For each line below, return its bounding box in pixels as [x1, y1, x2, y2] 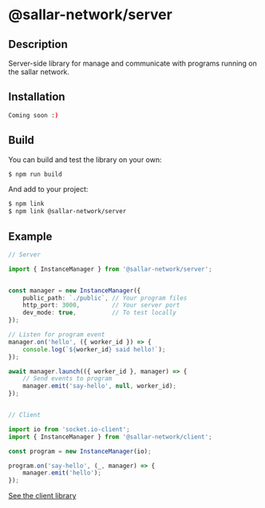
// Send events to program [22, 375, 113, 383]
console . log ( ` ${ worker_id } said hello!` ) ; [22, 345, 166, 353]
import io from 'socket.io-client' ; [8, 425, 130, 433]
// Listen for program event [8, 331, 105, 339]
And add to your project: [8, 185, 89, 194]
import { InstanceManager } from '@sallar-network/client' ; [8, 433, 213, 441]
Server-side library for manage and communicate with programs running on [8, 58, 258, 68]
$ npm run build [8, 170, 62, 178]
